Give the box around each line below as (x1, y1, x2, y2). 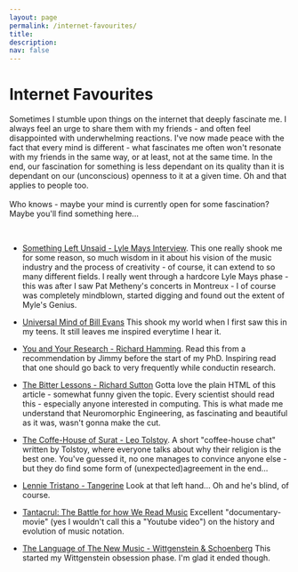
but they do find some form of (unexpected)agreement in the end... (21, 463, 269, 474)
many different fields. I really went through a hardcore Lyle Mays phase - (21, 271, 289, 282)
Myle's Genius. (21, 300, 77, 310)
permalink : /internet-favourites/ (9, 21, 138, 30)
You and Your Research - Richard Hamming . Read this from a (21, 343, 246, 354)
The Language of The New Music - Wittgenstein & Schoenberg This (21, 544, 271, 554)
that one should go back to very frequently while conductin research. (21, 362, 276, 374)
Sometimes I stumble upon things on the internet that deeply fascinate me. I (9, 114, 287, 125)
